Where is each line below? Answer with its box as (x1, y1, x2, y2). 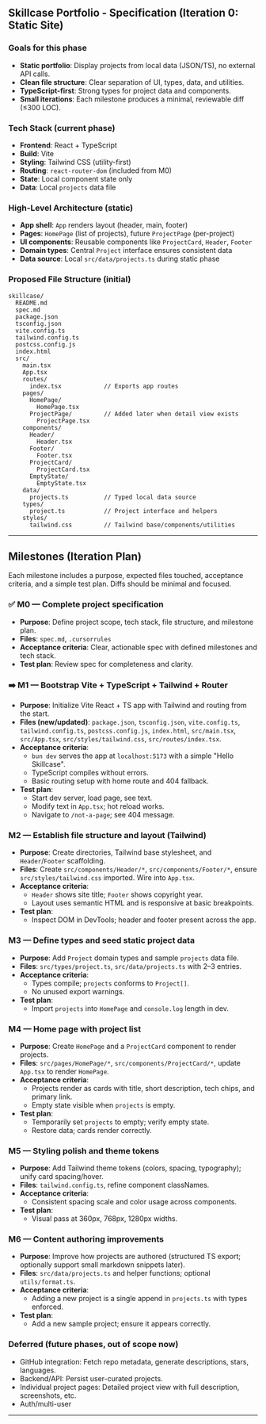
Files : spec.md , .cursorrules (19, 634, 112, 643)
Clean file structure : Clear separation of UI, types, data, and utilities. (19, 77, 245, 86)
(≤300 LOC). (19, 102, 62, 112)
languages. (19, 1365, 57, 1375)
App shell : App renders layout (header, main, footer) (19, 220, 188, 230)
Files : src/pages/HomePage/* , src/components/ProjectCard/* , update (19, 1058, 241, 1067)
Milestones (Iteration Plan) (8, 549, 142, 563)
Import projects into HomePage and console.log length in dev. (31, 1003, 230, 1013)
